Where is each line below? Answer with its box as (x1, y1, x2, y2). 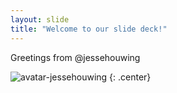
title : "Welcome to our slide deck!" (10, 24, 168, 34)
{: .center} (109, 71, 152, 83)
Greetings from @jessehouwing (10, 51, 141, 63)
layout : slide (10, 14, 70, 25)
